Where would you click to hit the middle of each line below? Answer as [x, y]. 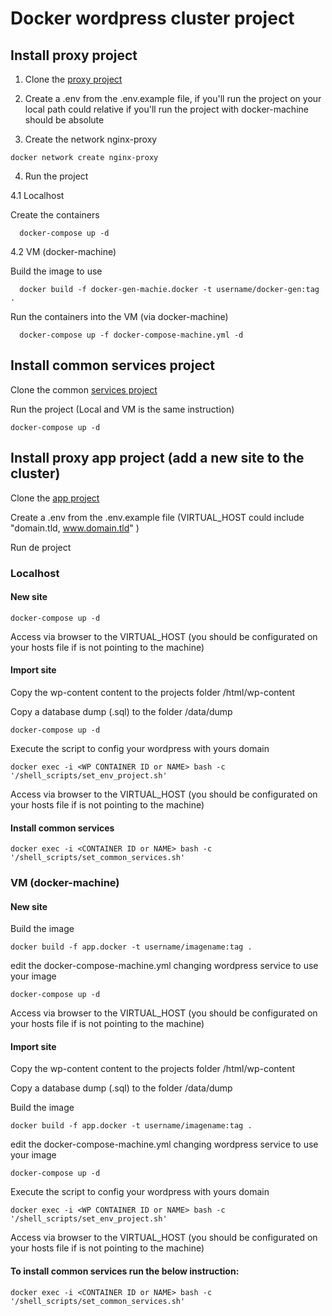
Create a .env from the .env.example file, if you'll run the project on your [173, 98]
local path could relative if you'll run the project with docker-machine [166, 109]
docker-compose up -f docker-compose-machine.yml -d [131, 335]
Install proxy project [74, 55]
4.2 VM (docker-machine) [63, 251]
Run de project [41, 547]
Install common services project [112, 365]
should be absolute [64, 120]
